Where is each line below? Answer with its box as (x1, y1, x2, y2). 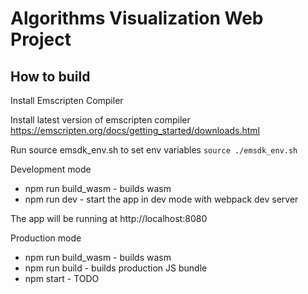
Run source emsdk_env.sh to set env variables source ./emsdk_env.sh (10, 144, 298, 156)
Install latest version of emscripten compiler (10, 114, 191, 126)
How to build (10, 68, 91, 85)
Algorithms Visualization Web (10, 7, 264, 30)
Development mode (10, 163, 92, 175)
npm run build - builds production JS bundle (24, 262, 208, 274)
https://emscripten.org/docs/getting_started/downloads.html (10, 125, 260, 136)
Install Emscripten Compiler (10, 95, 124, 106)
